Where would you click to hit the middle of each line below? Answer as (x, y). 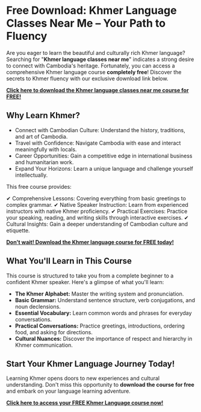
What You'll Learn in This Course (69, 261)
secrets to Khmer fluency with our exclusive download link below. (87, 78)
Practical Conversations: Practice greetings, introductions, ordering (100, 326)
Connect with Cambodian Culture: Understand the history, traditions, (100, 130)
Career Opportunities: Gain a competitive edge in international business (104, 156)
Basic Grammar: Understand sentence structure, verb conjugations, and (105, 300)
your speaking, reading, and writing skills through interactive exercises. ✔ (97, 217)
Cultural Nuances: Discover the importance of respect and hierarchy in (104, 338)
